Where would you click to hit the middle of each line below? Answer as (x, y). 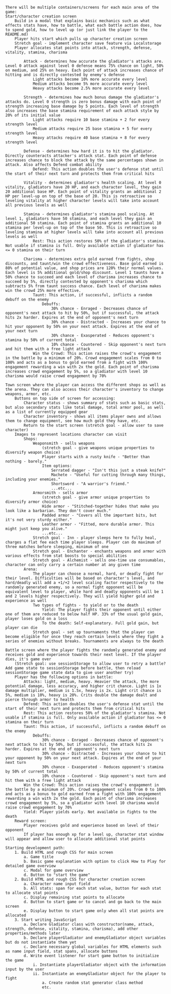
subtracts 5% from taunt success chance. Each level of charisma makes (83, 286)
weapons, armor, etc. (28, 394)
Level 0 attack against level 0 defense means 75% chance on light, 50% (84, 66)
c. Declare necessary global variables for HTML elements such (92, 947)
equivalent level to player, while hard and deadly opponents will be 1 (84, 592)
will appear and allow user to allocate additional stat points (75, 839)
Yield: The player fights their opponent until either (101, 610)
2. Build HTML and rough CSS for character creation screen (80, 879)
